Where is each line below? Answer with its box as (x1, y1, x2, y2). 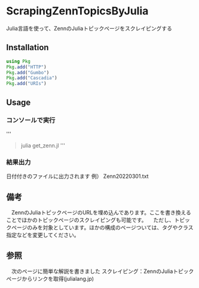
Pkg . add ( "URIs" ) (6, 81, 47, 87)
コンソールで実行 (6, 116, 56, 125)
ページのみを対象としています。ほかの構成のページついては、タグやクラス (11, 223, 194, 231)
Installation (6, 43, 49, 53)
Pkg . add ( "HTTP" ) (6, 64, 47, 70)
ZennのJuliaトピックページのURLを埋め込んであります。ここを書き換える (11, 208, 191, 216)
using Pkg (6, 58, 31, 64)
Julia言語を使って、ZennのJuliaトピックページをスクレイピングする (6, 25, 172, 32)
